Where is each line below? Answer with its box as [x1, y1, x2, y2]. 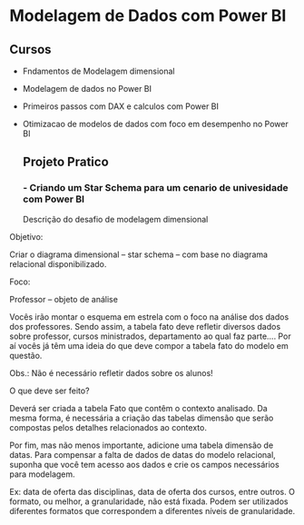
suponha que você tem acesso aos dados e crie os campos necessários [9, 459, 279, 470]
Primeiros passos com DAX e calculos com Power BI [22, 101, 220, 112]
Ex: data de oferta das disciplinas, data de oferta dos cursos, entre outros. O [9, 486, 295, 497]
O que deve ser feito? [9, 385, 90, 396]
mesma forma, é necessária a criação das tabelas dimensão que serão [9, 412, 274, 423]
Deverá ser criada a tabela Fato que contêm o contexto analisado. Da [9, 402, 268, 413]
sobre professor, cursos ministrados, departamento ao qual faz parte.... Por [9, 331, 292, 342]
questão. [9, 350, 43, 361]
